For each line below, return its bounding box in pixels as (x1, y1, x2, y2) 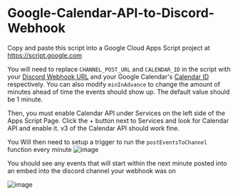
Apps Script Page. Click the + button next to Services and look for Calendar (7, 116, 229, 125)
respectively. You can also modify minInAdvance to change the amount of (7, 80, 221, 88)
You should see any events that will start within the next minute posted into (7, 158, 227, 168)
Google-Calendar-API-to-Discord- (7, 5, 215, 21)
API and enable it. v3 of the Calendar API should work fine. (7, 124, 180, 132)
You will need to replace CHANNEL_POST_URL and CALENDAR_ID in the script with (7, 65, 231, 73)
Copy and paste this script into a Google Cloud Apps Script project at (7, 43, 210, 52)
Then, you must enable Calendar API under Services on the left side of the (7, 109, 226, 117)
